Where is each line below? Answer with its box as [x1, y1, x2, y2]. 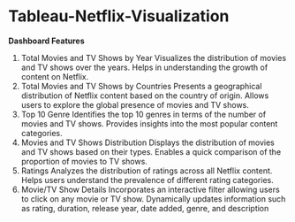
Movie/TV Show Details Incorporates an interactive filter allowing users [20, 184, 280, 195]
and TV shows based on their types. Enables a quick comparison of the [20, 146, 282, 157]
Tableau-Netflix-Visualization [8, 6, 230, 27]
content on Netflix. [20, 71, 89, 81]
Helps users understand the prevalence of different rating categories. [20, 174, 275, 185]
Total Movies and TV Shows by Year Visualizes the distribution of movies [20, 52, 287, 63]
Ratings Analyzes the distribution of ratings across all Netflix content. [20, 165, 273, 176]
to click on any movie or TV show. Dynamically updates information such [20, 193, 286, 204]
